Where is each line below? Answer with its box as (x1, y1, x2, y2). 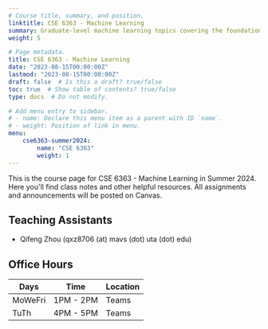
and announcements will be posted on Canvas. (8, 190, 163, 200)
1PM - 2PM (53, 295, 98, 306)
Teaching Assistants (8, 213, 113, 227)
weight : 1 (37, 151, 69, 159)
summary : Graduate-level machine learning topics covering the (8, 26, 223, 34)
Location (105, 281, 140, 292)
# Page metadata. (8, 49, 66, 57)
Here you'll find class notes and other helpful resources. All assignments (8, 182, 246, 191)
